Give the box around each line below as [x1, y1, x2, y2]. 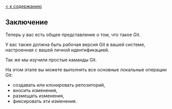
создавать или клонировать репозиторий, [12, 81, 105, 88]
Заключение [5, 18, 48, 26]
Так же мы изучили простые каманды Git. [5, 57, 97, 63]
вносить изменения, [12, 87, 58, 93]
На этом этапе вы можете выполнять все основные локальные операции [5, 66, 167, 72]
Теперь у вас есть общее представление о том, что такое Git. [5, 32, 141, 38]
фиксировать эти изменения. [12, 98, 77, 104]
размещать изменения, [12, 93, 65, 99]
